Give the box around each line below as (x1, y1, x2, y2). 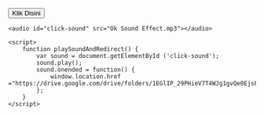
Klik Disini (12, 9, 41, 17)
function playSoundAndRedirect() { (22, 45, 139, 53)
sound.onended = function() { (36, 66, 135, 74)
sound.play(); (36, 59, 82, 67)
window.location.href (49, 73, 122, 81)
